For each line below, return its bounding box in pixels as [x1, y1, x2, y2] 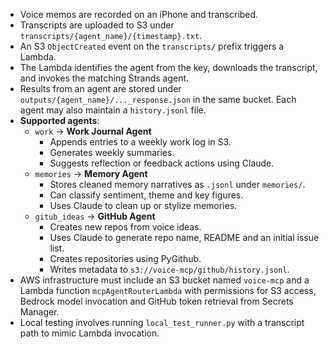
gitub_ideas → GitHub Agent [34, 210, 156, 222]
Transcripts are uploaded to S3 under [19, 19, 175, 31]
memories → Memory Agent [34, 168, 148, 179]
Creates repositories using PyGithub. [49, 253, 202, 264]
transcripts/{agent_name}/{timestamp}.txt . [19, 30, 203, 41]
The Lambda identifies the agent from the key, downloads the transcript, [19, 62, 318, 73]
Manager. [19, 306, 60, 318]
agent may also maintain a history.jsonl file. [19, 104, 207, 116]
